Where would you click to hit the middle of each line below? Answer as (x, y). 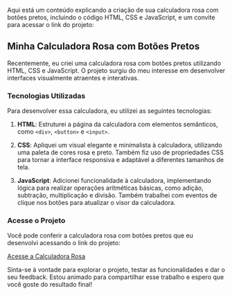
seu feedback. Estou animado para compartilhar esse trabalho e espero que (116, 277)
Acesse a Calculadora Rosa (46, 256)
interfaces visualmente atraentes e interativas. (73, 78)
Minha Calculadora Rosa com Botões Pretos (104, 47)
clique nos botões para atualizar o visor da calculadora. (96, 203)
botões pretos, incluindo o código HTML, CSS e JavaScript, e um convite (111, 17)
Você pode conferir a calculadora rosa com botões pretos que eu (100, 235)
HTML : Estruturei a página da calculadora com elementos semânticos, (117, 125)
